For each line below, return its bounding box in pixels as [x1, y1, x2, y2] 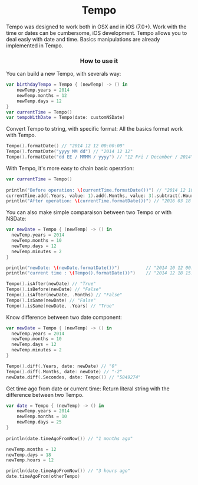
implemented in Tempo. [6, 42, 64, 49]
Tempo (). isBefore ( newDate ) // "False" [6, 286, 101, 293]
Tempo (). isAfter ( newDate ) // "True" [6, 281, 96, 287]
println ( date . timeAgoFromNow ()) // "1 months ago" [6, 435, 133, 441]
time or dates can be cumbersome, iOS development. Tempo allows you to [6, 29, 187, 36]
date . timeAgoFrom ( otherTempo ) [6, 474, 81, 480]
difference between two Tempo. [6, 391, 84, 398]
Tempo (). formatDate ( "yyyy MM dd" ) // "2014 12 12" [6, 148, 133, 154]
